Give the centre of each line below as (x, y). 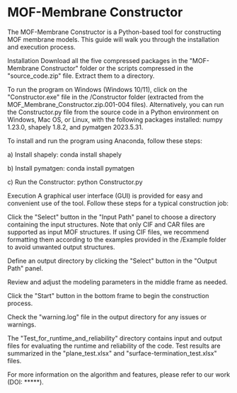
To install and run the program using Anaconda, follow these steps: (105, 141)
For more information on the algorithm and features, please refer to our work (119, 374)
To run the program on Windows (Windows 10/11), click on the (97, 89)
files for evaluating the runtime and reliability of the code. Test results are (114, 346)
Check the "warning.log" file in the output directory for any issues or (107, 317)
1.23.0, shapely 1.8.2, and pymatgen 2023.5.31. (75, 127)
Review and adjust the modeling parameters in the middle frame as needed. (117, 282)
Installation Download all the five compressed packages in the (98, 60)
